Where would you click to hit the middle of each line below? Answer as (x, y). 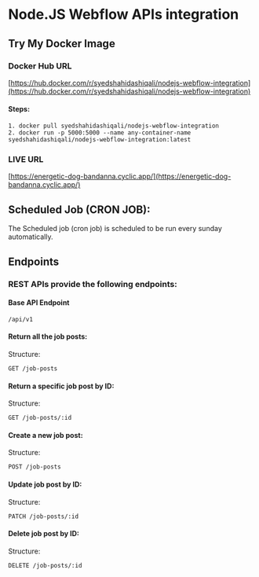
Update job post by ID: (45, 484)
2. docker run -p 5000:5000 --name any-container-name (100, 133)
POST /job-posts (35, 467)
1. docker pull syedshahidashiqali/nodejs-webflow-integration (114, 126)
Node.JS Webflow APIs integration (124, 15)
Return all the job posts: (48, 336)
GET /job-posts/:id (40, 418)
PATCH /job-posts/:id (44, 516)
